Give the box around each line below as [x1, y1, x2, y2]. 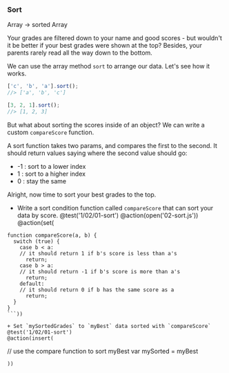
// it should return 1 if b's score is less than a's [19, 250, 177, 257]
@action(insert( [7, 334, 54, 342]
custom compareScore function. [7, 128, 94, 136]
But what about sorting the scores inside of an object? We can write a [7, 120, 205, 129]
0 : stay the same [17, 176, 67, 185]
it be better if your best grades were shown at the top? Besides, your [7, 42, 202, 50]
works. [7, 69, 27, 78]
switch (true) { [13, 237, 60, 245]
